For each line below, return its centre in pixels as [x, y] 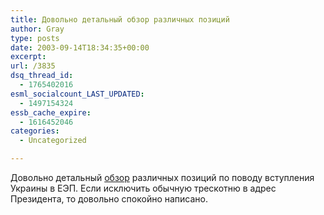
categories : [35, 131]
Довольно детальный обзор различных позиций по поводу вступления [162, 177]
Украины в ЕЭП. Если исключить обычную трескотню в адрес [143, 188]
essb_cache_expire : [51, 112]
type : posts [35, 38]
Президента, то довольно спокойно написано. [109, 199]
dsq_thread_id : [42, 76]
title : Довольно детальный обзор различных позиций [120, 19]
